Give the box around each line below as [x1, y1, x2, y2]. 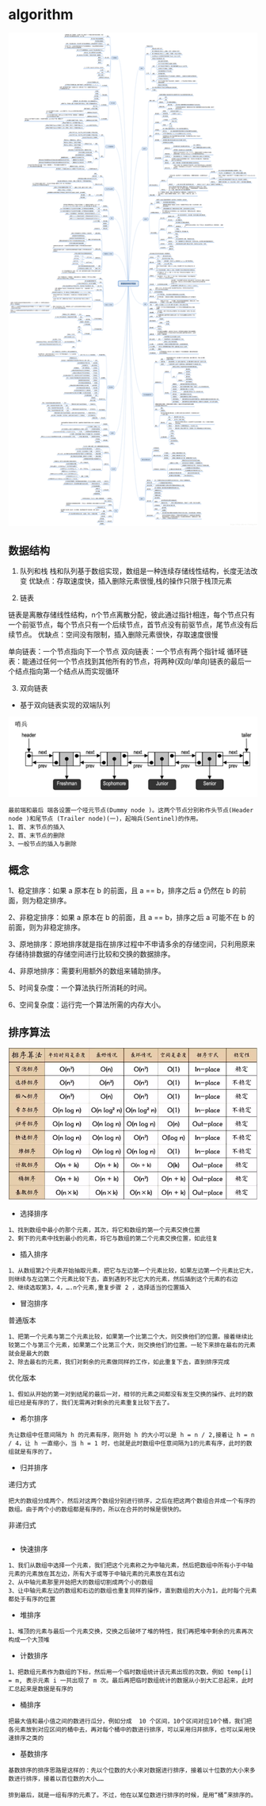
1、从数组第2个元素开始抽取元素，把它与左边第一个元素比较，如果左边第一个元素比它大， [8, 1266, 257, 1275]
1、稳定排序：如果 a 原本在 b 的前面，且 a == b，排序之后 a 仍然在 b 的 [8, 886, 240, 895]
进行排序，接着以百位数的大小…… [13, 1774, 104, 1783]
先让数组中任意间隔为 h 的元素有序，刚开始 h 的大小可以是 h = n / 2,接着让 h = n [8, 1431, 255, 1438]
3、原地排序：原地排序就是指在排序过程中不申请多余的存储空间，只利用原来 [8, 939, 256, 949]
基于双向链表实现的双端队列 [19, 700, 111, 710]
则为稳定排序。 [21, 895, 71, 906]
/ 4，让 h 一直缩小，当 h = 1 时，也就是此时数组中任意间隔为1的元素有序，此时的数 [8, 1439, 253, 1447]
